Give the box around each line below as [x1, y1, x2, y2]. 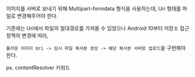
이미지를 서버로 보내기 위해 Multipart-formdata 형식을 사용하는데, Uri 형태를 [6, 5, 181, 12]
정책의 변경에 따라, [6, 32, 49, 39]
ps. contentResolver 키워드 [6, 64, 70, 71]
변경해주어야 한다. [16, 12, 58, 19]
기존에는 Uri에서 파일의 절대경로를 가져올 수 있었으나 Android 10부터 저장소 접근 [6, 25, 190, 32]
